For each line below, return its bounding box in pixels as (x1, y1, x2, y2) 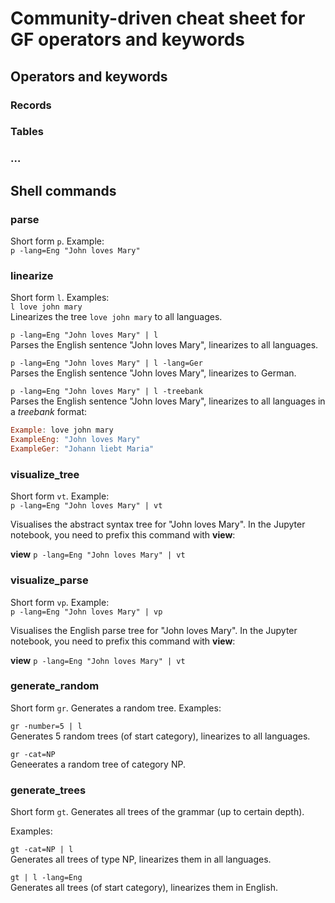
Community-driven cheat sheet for (10, 7, 306, 30)
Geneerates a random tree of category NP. (10, 758, 186, 770)
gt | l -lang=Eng (10, 873, 83, 883)
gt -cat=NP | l (10, 845, 74, 855)
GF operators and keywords (10, 28, 245, 51)
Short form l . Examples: (10, 292, 110, 304)
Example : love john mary (10, 425, 114, 436)
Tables (10, 125, 44, 139)
